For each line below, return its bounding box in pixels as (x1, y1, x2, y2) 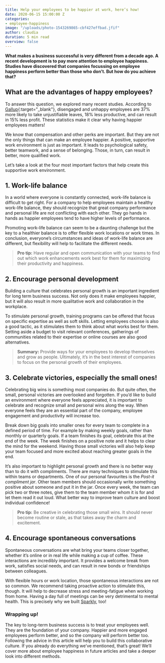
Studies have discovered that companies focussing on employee (5, 63, 140, 69)
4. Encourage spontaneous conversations (5, 534, 136, 542)
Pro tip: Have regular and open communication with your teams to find (17, 250, 160, 256)
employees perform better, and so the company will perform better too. (5, 632, 149, 638)
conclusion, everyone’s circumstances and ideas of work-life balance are (5, 235, 153, 241)
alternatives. (5, 339, 30, 345)
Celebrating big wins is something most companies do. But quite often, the (5, 387, 156, 392)
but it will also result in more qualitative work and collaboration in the (5, 298, 144, 304)
